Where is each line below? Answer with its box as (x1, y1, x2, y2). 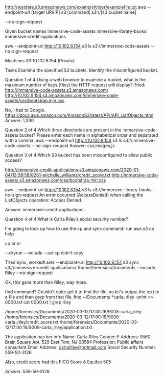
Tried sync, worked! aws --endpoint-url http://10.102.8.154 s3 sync (5, 259, 139, 265)
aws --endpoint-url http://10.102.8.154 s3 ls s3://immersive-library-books (5, 187, 152, 193)
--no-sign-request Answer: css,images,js (31, 143, 115, 149)
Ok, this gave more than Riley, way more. (5, 279, 88, 285)
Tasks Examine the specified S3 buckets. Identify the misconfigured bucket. (5, 67, 159, 73)
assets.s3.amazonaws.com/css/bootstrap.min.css (5, 177, 106, 183)
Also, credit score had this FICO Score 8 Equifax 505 (5, 359, 112, 365)
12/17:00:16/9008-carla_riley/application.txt (5, 325, 93, 330)
